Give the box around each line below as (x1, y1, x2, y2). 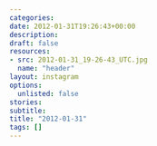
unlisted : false (17, 89, 79, 98)
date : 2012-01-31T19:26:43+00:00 (9, 22, 136, 31)
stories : (9, 97, 43, 107)
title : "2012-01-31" (9, 114, 88, 123)
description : (9, 30, 59, 39)
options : (9, 81, 43, 90)
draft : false (9, 38, 59, 48)
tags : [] (9, 123, 43, 132)
